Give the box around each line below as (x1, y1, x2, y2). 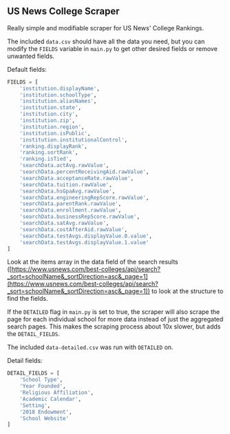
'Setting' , (19, 402, 51, 409)
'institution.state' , (19, 104, 81, 111)
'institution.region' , (19, 124, 85, 130)
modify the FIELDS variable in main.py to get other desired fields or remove (7, 44, 218, 52)
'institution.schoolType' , (19, 91, 97, 99)
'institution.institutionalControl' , (19, 136, 128, 144)
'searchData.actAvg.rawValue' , (19, 162, 109, 169)
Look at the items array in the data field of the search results (7, 258, 178, 266)
